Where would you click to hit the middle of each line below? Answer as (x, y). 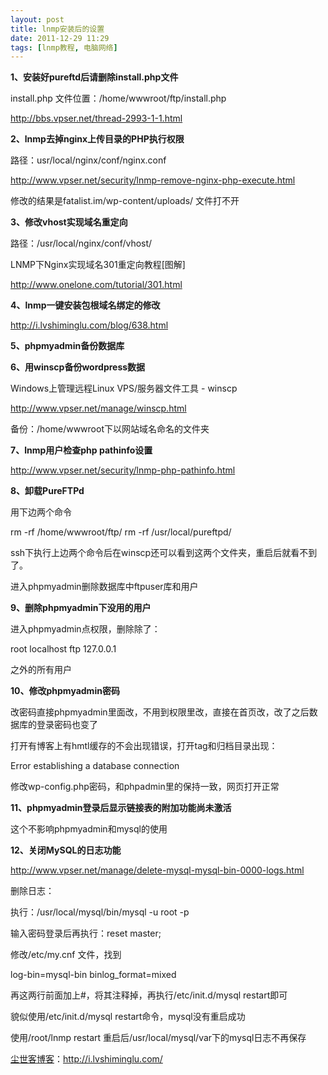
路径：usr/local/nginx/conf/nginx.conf (88, 160)
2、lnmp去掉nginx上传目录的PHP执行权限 (97, 139)
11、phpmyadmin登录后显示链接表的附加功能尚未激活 (121, 808)
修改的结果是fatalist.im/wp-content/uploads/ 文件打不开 (125, 201)
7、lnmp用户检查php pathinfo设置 (81, 450)
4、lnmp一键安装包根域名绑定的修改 (85, 305)
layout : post (37, 19)
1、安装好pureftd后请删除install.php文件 (94, 77)
